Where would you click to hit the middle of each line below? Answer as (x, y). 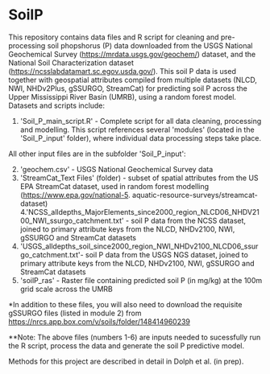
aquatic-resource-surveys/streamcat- (195, 195)
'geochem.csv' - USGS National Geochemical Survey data (116, 169)
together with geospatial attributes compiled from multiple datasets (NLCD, (133, 80)
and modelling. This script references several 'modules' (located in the (137, 129)
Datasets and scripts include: (57, 105)
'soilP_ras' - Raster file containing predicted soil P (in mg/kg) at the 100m (141, 280)
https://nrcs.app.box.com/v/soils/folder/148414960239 (100, 321)
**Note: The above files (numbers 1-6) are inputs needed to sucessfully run (135, 337)
